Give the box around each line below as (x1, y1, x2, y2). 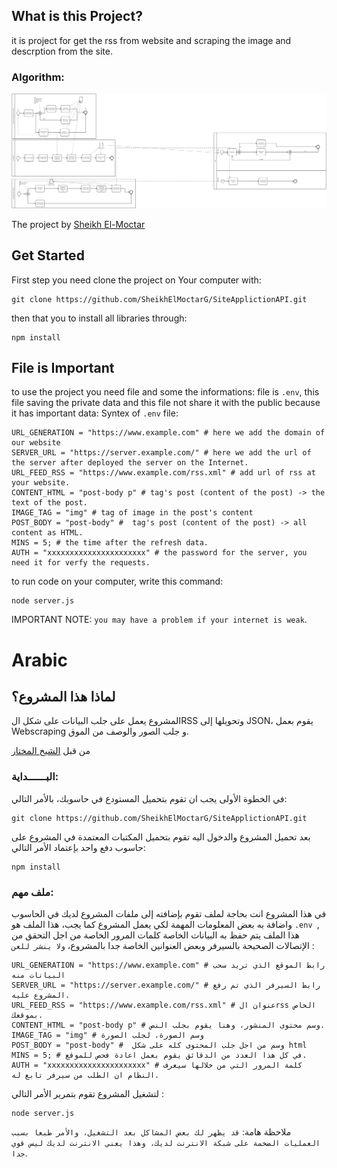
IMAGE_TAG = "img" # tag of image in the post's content (11, 508, 254, 518)
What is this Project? (11, 8, 143, 25)
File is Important (11, 359, 115, 376)
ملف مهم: (11, 885, 54, 899)
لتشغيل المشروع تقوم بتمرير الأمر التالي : (11, 1087, 164, 1099)
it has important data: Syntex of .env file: (11, 407, 179, 419)
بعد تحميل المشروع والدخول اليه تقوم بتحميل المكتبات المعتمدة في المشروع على (11, 830, 311, 843)
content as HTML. (11, 528, 84, 538)
